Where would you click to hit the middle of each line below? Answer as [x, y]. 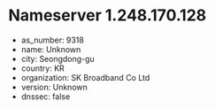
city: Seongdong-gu [58, 58]
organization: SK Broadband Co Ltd [85, 77]
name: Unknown [51, 49]
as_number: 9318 [53, 40]
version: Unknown [54, 87]
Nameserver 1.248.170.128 [107, 16]
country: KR [43, 68]
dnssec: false [46, 96]
